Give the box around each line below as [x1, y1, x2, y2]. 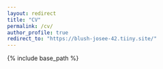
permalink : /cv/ [7, 23, 53, 29]
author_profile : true [7, 29, 69, 36]
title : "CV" [7, 16, 41, 23]
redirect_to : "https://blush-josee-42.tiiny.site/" [7, 36, 157, 42]
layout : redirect [7, 10, 57, 17]
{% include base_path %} [7, 54, 79, 62]
